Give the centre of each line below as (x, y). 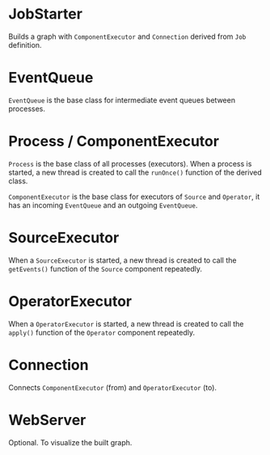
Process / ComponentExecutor (114, 141)
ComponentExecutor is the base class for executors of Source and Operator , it (134, 196)
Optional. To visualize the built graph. (70, 442)
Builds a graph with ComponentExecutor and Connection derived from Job (127, 36)
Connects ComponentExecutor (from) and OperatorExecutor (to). (112, 387)
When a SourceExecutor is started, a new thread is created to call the (122, 260)
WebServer (47, 420)
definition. (25, 44)
